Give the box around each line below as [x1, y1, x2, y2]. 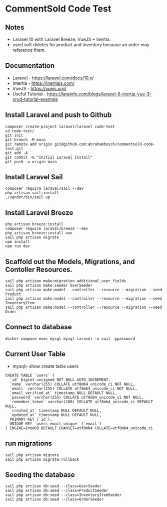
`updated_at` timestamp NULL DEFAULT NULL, [9, 412, 101, 417]
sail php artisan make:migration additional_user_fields [5, 279, 126, 284]
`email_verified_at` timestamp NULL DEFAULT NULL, [9, 390, 117, 396]
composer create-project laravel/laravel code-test [5, 124, 115, 129]
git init [5, 133, 23, 138]
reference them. [12, 47, 46, 53]
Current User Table [5, 350, 66, 358]
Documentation [5, 61, 55, 70]
